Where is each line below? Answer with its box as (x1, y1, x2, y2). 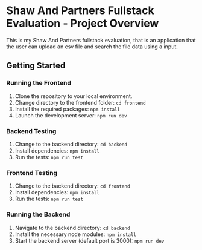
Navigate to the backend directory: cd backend (14, 224, 130, 231)
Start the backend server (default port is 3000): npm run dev (14, 237, 165, 244)
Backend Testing (6, 127, 57, 135)
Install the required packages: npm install (14, 105, 121, 113)
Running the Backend (6, 210, 71, 219)
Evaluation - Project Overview (6, 16, 159, 30)
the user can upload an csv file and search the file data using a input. (6, 43, 178, 50)
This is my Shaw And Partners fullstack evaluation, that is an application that (6, 36, 196, 44)
